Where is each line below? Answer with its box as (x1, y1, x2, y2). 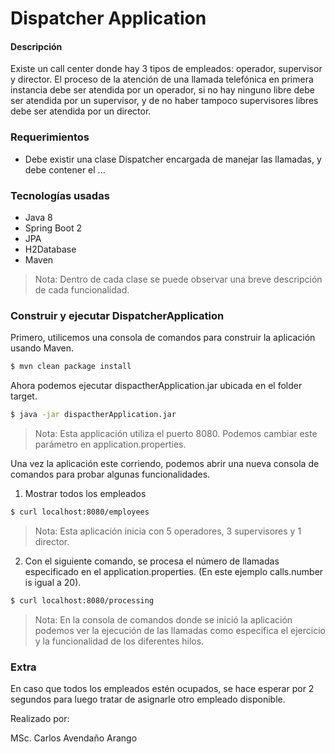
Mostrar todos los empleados (24, 488, 147, 500)
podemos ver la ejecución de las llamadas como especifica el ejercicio (34, 624, 326, 636)
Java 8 (24, 211, 53, 223)
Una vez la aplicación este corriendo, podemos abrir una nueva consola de (10, 458, 320, 470)
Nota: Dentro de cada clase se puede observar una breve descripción (34, 273, 323, 285)
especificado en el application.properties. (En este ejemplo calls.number (24, 565, 324, 577)
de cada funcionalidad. (34, 283, 130, 296)
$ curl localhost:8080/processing (10, 595, 155, 606)
